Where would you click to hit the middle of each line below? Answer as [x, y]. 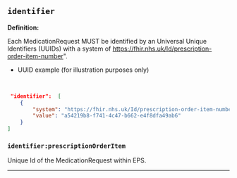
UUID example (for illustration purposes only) [83, 70]
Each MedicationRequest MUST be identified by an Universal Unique [107, 41]
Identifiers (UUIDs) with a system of [59, 49]
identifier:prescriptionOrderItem [66, 146]
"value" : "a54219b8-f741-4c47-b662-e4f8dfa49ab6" [107, 116]
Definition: [23, 27]
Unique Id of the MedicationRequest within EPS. [77, 160]
